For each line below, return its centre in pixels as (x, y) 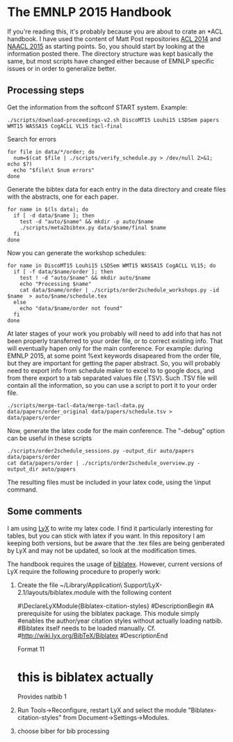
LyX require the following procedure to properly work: (84, 571)
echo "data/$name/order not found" (71, 308)
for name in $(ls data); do (48, 209)
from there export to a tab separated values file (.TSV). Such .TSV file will (112, 378)
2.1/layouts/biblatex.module (56, 592)
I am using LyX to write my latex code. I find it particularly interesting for (110, 528)
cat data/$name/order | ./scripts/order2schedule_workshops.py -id (119, 290)
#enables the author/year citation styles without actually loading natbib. (120, 621)
